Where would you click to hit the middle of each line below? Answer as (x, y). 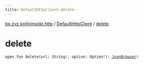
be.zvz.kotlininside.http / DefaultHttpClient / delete (57, 24)
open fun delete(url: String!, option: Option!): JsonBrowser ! (72, 57)
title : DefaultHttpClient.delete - (42, 10)
